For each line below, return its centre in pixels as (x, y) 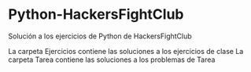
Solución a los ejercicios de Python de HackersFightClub (100, 36)
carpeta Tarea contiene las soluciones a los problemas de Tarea (112, 59)
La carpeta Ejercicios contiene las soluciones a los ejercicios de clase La (126, 51)
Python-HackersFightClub (96, 14)
